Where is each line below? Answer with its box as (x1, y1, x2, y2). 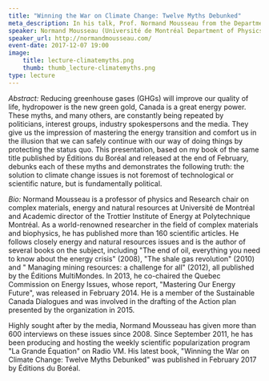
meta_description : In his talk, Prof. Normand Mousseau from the (8, 19, 231, 27)
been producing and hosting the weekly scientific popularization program (8, 338, 251, 347)
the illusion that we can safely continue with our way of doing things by (8, 136, 243, 145)
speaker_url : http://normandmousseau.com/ (8, 34, 152, 43)
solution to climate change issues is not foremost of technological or (8, 170, 234, 180)
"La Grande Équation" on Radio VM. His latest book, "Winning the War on (8, 346, 250, 355)
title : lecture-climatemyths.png (22, 57, 134, 65)
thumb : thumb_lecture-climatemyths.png (22, 64, 156, 72)
